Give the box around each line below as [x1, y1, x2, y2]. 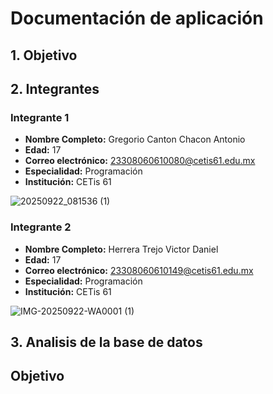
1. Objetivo [10, 47, 78, 64]
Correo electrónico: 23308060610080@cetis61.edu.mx [24, 155, 256, 167]
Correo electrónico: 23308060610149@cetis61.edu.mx [24, 264, 254, 276]
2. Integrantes [10, 80, 100, 97]
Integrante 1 [10, 110, 70, 124]
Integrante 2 [10, 220, 72, 234]
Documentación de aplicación [10, 7, 264, 30]
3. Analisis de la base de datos [10, 333, 203, 351]
